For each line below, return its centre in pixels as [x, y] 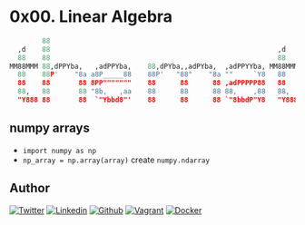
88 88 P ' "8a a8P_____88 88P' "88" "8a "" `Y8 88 [152, 74]
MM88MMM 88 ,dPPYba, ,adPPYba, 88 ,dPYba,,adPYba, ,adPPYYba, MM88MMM [154, 66]
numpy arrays [50, 128]
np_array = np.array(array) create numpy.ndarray [116, 160]
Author [30, 188]
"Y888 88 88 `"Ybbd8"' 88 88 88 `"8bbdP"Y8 [142, 100]
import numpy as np [59, 151]
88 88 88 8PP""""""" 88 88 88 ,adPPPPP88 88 [152, 83]
